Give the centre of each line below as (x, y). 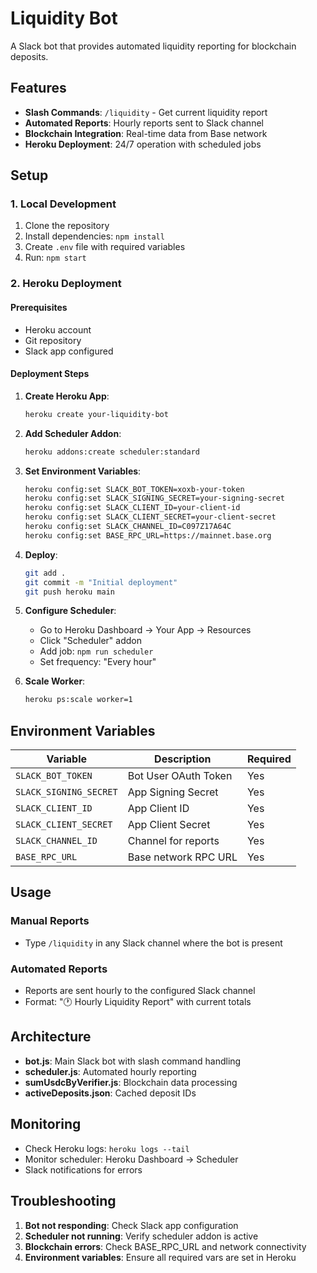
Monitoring (46, 1124)
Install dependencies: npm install (94, 236)
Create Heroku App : (67, 396)
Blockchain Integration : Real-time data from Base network (146, 133)
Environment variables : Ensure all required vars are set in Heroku (160, 1257)
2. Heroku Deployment (66, 284)
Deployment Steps (50, 374)
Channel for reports (173, 841)
